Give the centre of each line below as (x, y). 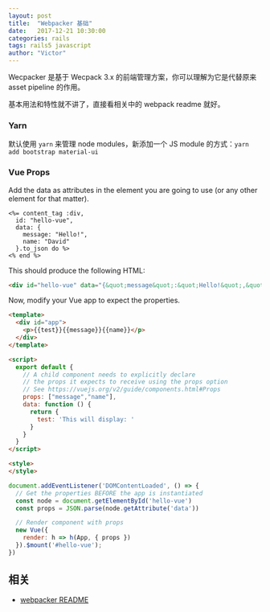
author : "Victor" (37, 53)
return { (44, 412)
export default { (45, 367)
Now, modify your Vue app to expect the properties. (94, 300)
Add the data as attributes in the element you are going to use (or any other (133, 190)
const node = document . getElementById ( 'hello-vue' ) (104, 501)
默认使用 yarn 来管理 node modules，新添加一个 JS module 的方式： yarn (129, 144)
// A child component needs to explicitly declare (109, 375)
